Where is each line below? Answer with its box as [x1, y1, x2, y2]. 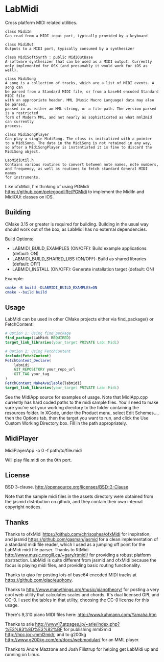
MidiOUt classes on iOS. [5, 194, 54, 199]
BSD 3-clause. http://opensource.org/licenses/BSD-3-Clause [5, 484, 129, 490]
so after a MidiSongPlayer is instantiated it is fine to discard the [5, 145, 152, 150]
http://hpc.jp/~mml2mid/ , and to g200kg [5, 632, 87, 637]
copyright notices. [5, 504, 42, 510]
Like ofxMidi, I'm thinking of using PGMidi [5, 183, 89, 189]
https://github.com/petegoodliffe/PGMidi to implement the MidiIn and [5, 189, 144, 195]
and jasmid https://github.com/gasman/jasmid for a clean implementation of [5, 537, 158, 542]
